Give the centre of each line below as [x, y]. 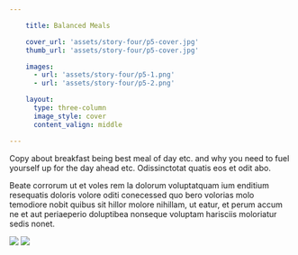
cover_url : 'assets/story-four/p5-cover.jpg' [113, 41]
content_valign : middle [78, 124]
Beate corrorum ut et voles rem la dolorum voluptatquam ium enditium [140, 185]
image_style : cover [69, 116]
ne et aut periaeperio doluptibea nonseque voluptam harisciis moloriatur [143, 214]
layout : [40, 100]
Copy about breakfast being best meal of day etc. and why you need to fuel [149, 158]
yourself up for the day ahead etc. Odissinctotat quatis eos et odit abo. [140, 168]
